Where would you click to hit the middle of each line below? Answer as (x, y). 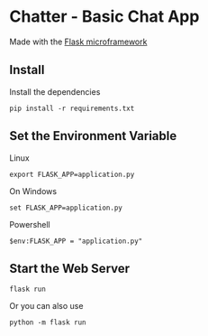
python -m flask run (48, 322)
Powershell (30, 224)
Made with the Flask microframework (78, 42)
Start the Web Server (70, 268)
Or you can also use (46, 306)
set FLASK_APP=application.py (66, 208)
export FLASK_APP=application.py (72, 174)
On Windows (33, 191)
